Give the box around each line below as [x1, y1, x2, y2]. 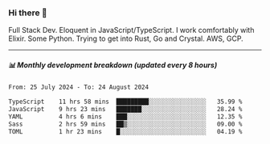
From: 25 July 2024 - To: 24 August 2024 [8, 83, 149, 91]
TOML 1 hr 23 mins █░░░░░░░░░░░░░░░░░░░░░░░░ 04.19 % [8, 127, 243, 135]
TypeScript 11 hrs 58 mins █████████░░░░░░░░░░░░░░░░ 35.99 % [8, 98, 243, 106]
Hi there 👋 [8, 7, 48, 18]
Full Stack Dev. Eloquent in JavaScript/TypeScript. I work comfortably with [8, 26, 255, 35]
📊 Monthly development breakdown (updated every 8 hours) [8, 60, 218, 70]
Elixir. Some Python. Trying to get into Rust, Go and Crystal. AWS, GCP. [8, 34, 243, 43]
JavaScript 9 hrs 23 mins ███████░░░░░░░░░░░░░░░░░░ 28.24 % [8, 106, 243, 114]
